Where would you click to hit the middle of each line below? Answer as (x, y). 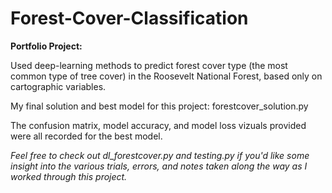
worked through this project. (69, 176)
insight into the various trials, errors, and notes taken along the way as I (159, 166)
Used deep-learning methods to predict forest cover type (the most (149, 65)
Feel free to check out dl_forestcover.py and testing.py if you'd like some (160, 155)
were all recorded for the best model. (86, 136)
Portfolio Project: (46, 46)
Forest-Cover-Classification (129, 18)
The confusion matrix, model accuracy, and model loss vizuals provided (158, 125)
